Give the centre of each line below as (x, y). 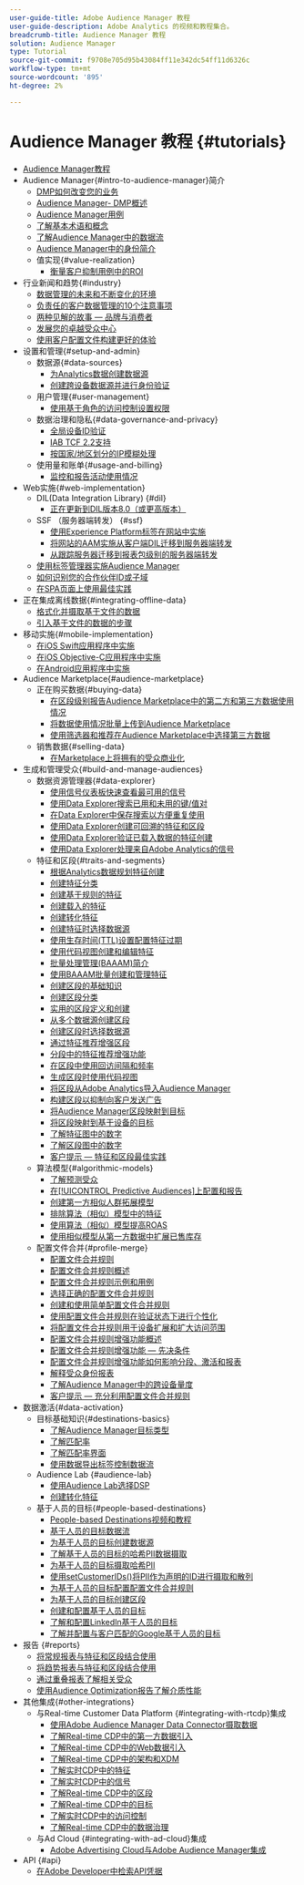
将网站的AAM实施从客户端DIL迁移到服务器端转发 (141, 542)
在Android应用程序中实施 (83, 668)
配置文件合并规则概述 (90, 1270)
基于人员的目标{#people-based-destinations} (121, 1508)
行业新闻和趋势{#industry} (72, 283)
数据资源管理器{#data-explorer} (96, 780)
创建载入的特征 (78, 906)
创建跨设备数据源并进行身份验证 (110, 385)
